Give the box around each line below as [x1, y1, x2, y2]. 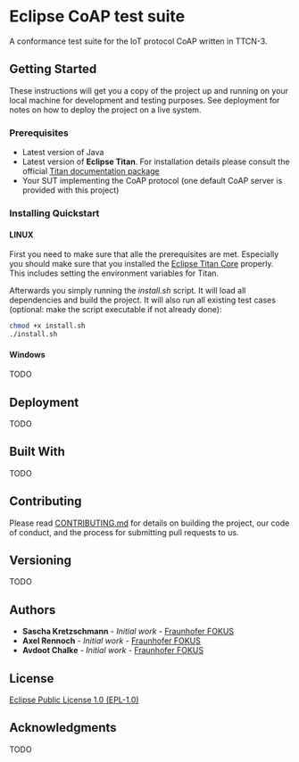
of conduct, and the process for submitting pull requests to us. [9, 526, 239, 537]
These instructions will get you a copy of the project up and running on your [9, 85, 288, 95]
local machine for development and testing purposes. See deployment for [9, 95, 280, 105]
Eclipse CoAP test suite [9, 6, 186, 27]
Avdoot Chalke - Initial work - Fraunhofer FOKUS [21, 645, 203, 656]
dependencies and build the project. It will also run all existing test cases [9, 294, 277, 305]
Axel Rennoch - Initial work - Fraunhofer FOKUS [21, 635, 201, 646]
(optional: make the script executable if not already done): [9, 304, 222, 315]
